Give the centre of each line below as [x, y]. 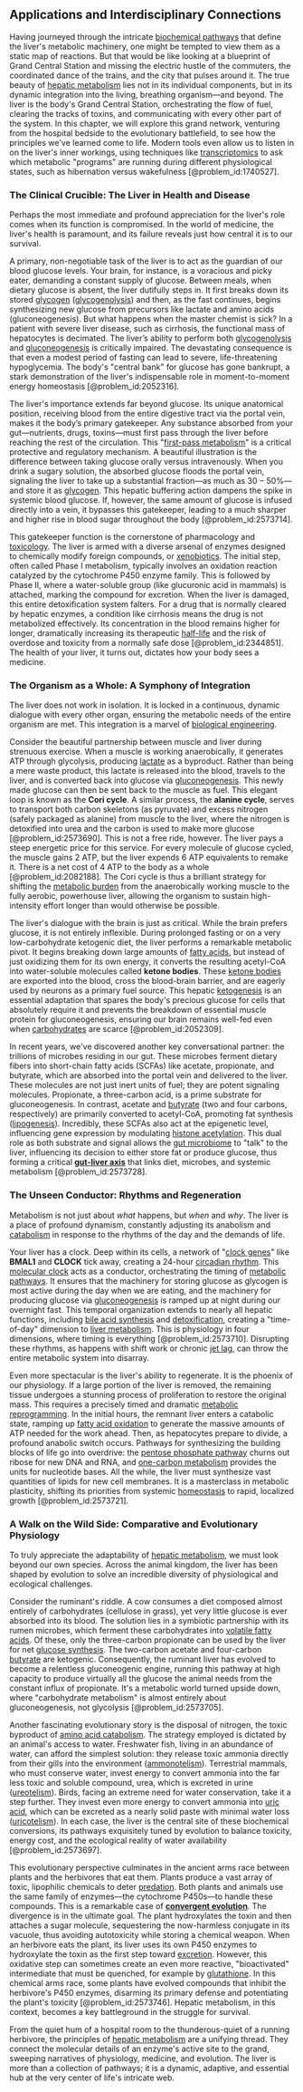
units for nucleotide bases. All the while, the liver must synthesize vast [140, 1471]
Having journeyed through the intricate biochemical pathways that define [146, 36]
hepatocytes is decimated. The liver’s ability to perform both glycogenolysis [151, 338]
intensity [26, 906]
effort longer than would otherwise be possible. [131, 906]
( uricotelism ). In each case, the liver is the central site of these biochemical [149, 1821]
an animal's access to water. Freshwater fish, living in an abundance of [142, 1744]
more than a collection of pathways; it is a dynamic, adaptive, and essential [149, 2068]
